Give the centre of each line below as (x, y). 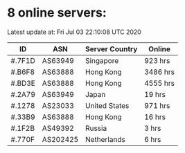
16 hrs (155, 117)
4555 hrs (160, 83)
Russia (96, 128)
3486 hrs (160, 72)
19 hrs (155, 94)
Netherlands (106, 139)
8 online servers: (57, 13)
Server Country (112, 48)
